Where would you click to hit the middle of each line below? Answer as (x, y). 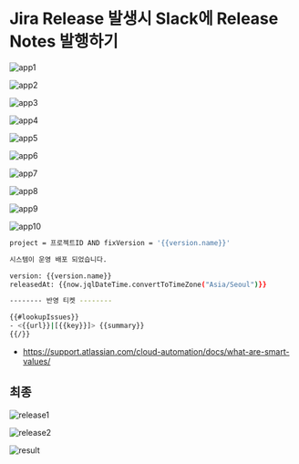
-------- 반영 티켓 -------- (61, 301)
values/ (36, 361)
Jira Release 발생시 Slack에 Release (144, 19)
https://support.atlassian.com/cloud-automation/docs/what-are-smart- (156, 351)
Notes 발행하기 (64, 41)
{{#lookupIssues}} (44, 317)
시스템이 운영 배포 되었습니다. (58, 259)
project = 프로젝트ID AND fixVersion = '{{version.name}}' (120, 242)
